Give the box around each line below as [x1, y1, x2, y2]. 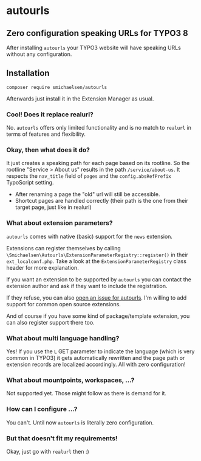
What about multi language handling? [6, 334, 120, 342]
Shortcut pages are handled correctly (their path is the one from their [15, 197, 188, 205]
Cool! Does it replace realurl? [6, 110, 94, 119]
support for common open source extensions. [6, 300, 121, 308]
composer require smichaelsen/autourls [6, 84, 107, 90]
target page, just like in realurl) [15, 203, 92, 211]
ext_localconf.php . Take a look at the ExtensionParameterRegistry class [6, 257, 187, 265]
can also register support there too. [6, 318, 95, 326]
